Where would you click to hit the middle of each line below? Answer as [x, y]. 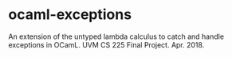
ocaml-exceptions [70, 15]
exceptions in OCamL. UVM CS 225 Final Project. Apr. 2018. [106, 44]
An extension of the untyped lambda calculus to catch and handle [116, 36]
